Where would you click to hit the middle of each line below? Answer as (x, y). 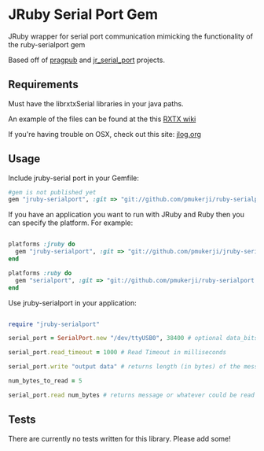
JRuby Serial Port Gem (83, 15)
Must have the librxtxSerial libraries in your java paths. (96, 103)
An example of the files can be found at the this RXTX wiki (102, 119)
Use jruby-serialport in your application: (73, 303)
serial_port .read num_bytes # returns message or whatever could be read (132, 395)
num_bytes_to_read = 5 (45, 381)
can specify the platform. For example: (71, 223)
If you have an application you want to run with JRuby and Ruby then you (126, 215)
